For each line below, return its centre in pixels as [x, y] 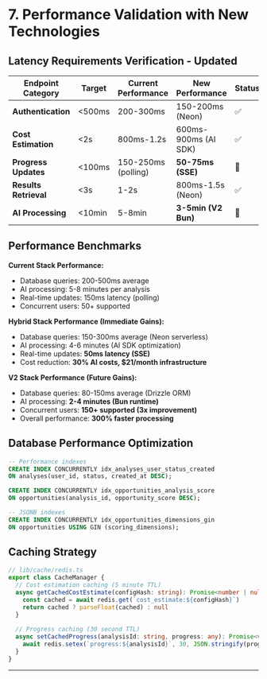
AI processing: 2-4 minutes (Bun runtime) [89, 401]
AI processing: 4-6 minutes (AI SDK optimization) [100, 345]
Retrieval [29, 195]
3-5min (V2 [199, 208]
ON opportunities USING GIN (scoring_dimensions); [94, 527]
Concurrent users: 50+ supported [75, 306]
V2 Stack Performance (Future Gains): [73, 377]
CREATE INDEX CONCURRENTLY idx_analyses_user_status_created [112, 469]
